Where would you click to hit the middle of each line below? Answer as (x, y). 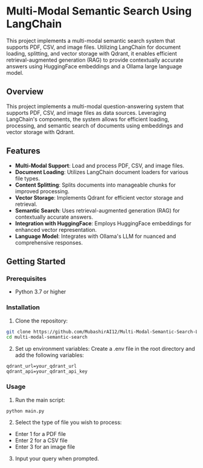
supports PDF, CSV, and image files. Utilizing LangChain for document (94, 47)
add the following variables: (50, 355)
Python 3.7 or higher (40, 292)
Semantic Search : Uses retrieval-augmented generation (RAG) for (97, 210)
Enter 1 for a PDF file (40, 434)
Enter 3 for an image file (45, 447)
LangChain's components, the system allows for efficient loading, (88, 119)
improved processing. (42, 191)
